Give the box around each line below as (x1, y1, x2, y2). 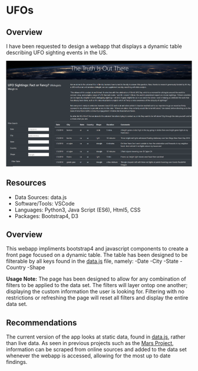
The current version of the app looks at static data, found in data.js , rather (6, 333, 186, 340)
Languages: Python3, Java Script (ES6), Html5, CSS (14, 206, 141, 213)
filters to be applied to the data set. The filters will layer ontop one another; (6, 282, 188, 289)
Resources (6, 178, 47, 188)
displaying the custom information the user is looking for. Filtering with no (6, 288, 184, 295)
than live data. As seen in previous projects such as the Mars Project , (6, 340, 174, 347)
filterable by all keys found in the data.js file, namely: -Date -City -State (6, 258, 179, 265)
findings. (6, 359, 28, 366)
